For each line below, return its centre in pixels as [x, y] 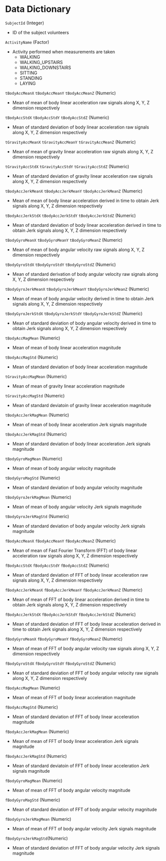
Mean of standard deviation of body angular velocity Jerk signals [79, 526]
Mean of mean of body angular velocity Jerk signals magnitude [77, 507]
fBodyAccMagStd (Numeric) [32, 707]
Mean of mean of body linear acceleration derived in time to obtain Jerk [86, 200]
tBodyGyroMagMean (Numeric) [34, 459]
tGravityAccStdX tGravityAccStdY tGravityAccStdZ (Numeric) [67, 166]
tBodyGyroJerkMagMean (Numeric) [38, 497]
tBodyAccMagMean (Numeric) [33, 338]
